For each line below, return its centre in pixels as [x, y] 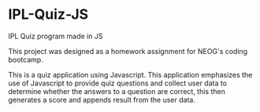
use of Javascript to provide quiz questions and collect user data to [117, 83]
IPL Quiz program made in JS [56, 36]
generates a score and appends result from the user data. [102, 99]
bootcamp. [26, 60]
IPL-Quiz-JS [48, 14]
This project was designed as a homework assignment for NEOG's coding [128, 51]
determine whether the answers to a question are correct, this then [117, 91]
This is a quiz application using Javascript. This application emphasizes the [130, 74]
